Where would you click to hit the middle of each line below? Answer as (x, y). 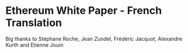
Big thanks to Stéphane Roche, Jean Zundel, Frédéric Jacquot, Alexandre (94, 39)
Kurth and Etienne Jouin (35, 45)
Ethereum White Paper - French (84, 11)
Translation (34, 23)
